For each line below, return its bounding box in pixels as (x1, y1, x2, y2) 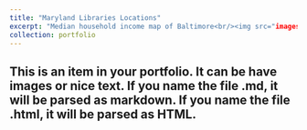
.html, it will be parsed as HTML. (9, 106, 196, 122)
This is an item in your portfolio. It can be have (9, 64, 277, 79)
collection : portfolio (9, 30, 96, 39)
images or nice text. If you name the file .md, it (9, 78, 279, 94)
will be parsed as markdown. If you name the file (9, 92, 291, 107)
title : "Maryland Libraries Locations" (9, 13, 162, 23)
